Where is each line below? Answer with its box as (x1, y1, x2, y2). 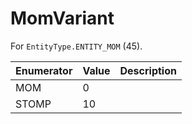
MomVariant (10, 7, 115, 30)
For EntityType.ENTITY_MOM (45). (10, 40, 143, 52)
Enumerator (15, 63, 73, 77)
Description (119, 63, 177, 77)
